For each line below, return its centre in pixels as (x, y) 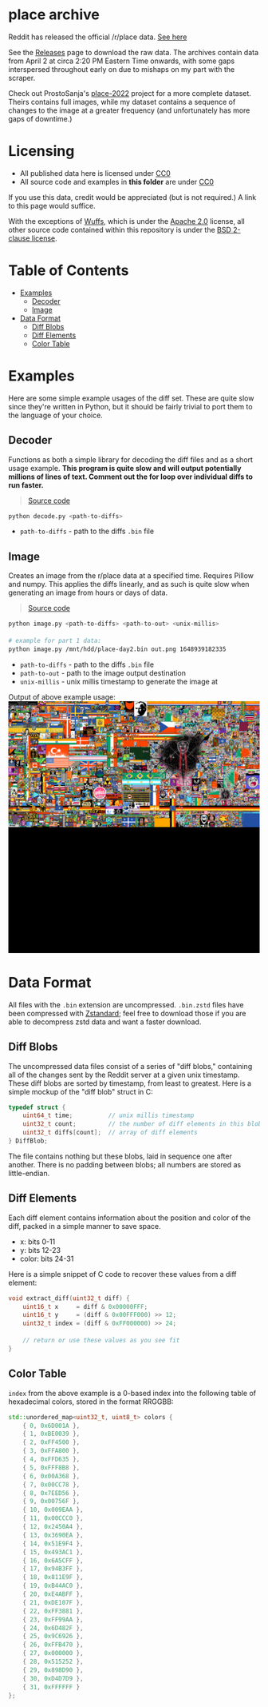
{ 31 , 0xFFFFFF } (51, 1687)
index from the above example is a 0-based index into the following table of (132, 1393)
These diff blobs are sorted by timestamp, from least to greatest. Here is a (130, 1083)
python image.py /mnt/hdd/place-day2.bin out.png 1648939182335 (117, 649)
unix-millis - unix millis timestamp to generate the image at (118, 681)
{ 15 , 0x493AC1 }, (53, 1552)
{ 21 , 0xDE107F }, (53, 1602)
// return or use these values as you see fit (101, 1341)
